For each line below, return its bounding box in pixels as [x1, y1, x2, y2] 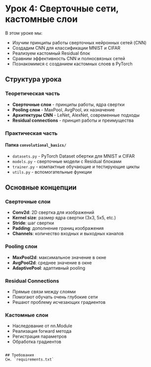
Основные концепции [5, 183, 77, 192]
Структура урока [5, 75, 62, 84]
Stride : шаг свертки [12, 220, 54, 226]
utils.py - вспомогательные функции [12, 169, 92, 175]
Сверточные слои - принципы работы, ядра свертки [12, 101, 125, 107]
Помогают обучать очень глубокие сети [12, 294, 98, 300]
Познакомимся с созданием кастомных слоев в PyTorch [12, 61, 133, 67]
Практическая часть [5, 130, 58, 137]
